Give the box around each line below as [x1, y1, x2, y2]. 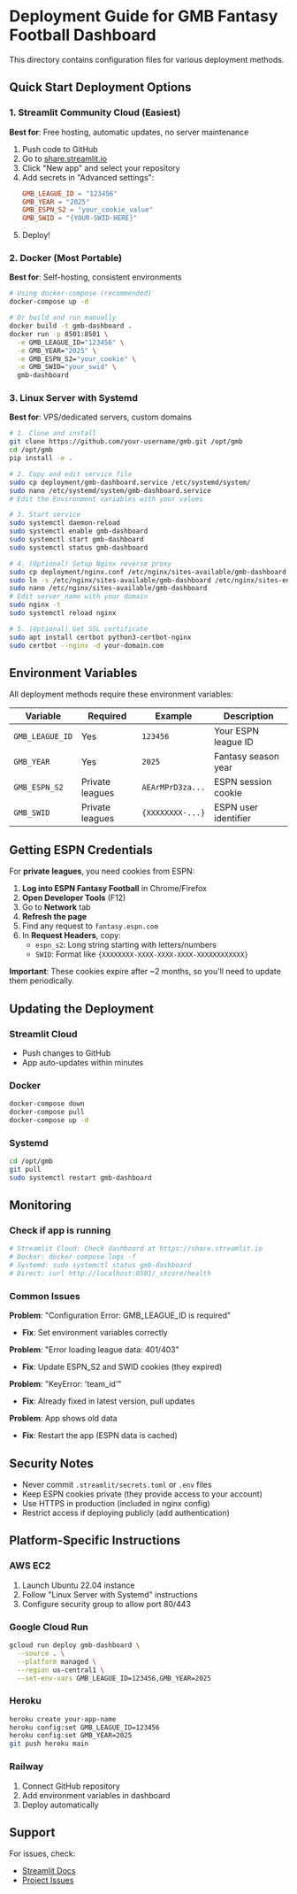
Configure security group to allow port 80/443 [21, 1598, 192, 1609]
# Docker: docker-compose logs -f [9, 1252, 137, 1262]
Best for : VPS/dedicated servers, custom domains [9, 412, 193, 422]
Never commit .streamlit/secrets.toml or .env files [21, 1480, 212, 1490]
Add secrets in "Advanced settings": [21, 172, 155, 182]
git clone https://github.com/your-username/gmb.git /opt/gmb [9, 437, 243, 446]
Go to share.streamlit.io [21, 153, 108, 164]
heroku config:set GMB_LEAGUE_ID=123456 [9, 1723, 161, 1732]
